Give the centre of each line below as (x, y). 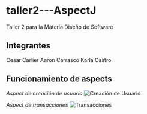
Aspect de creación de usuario (44, 93)
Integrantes (28, 46)
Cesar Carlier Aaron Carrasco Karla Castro (59, 60)
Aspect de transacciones (37, 104)
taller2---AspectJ (51, 10)
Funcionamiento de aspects (59, 79)
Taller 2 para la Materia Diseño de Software (60, 27)
